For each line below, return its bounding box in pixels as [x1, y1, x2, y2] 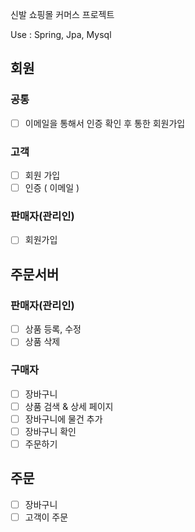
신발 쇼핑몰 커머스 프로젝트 [10, 9, 115, 20]
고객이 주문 [24, 511, 69, 523]
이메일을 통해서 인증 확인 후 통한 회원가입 [24, 117, 186, 129]
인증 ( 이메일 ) [24, 182, 80, 194]
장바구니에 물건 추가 [24, 413, 103, 425]
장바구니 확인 [24, 425, 77, 437]
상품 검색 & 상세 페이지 [24, 400, 114, 412]
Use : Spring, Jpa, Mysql [10, 29, 112, 40]
